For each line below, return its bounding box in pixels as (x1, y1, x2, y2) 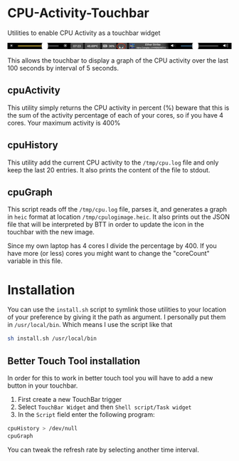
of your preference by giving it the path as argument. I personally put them (7, 313, 226, 321)
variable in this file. (7, 257, 63, 265)
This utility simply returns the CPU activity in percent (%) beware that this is (7, 103, 230, 112)
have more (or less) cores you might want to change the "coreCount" (7, 249, 210, 258)
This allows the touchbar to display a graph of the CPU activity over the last (7, 56, 229, 65)
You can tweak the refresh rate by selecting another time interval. (7, 445, 199, 454)
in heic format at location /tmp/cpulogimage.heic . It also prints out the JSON (7, 212, 230, 222)
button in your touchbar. (7, 381, 78, 390)
